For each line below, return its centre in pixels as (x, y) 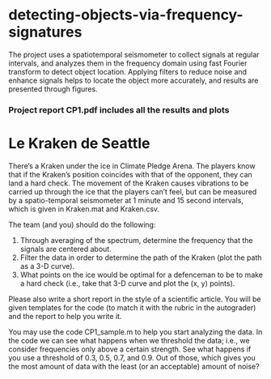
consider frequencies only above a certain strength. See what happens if (130, 349)
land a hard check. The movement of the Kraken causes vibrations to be (129, 183)
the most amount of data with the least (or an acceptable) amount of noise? (134, 366)
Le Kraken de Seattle (79, 144)
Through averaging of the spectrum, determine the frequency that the (136, 240)
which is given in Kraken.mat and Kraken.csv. (84, 209)
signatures (45, 32)
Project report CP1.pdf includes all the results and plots (119, 109)
